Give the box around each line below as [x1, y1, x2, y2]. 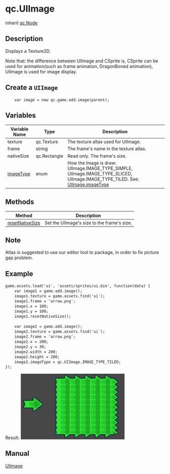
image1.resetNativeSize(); [14, 314, 71, 319]
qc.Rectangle [35, 153, 63, 159]
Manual [5, 449, 29, 458]
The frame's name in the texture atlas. [67, 145, 147, 152]
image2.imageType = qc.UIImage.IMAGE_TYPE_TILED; [14, 359, 121, 365]
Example [5, 269, 33, 278]
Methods [5, 197, 34, 206]
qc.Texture [35, 139, 58, 145]
